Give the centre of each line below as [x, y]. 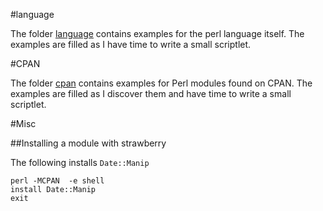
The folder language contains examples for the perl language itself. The [157, 33]
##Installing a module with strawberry [88, 143]
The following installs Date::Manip [80, 162]
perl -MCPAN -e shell [57, 181]
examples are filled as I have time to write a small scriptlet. [131, 44]
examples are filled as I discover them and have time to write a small [151, 93]
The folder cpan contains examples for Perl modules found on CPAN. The [161, 83]
